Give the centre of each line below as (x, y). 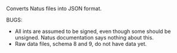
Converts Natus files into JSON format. (54, 9)
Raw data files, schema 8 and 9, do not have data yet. (81, 44)
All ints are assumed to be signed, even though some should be (93, 31)
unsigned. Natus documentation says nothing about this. (84, 37)
